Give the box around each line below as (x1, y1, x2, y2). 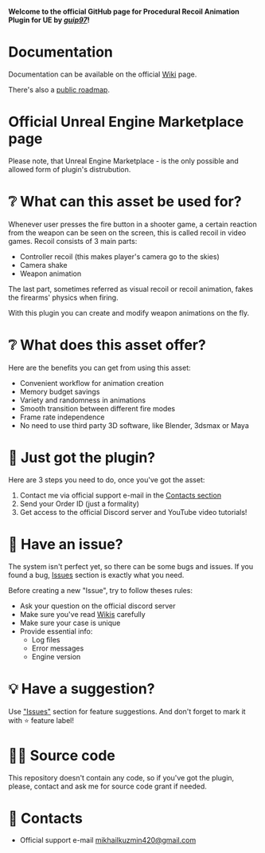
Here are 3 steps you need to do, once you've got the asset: (8, 474, 205, 485)
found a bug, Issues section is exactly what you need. (8, 570, 185, 580)
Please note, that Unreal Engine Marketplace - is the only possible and (8, 155, 239, 166)
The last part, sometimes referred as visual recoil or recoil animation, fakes (8, 284, 253, 293)
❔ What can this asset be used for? (8, 193, 242, 210)
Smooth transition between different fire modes (19, 403, 176, 413)
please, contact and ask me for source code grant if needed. (8, 781, 207, 791)
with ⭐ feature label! (8, 715, 74, 725)
